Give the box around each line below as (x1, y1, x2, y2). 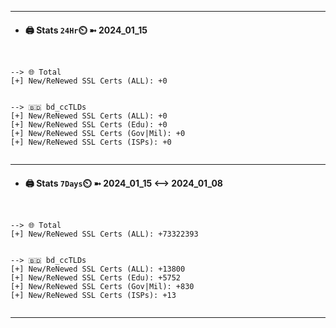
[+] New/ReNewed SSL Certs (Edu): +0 (10, 120, 168, 130)
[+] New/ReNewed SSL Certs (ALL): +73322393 (10, 229, 199, 240)
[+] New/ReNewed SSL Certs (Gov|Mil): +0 (10, 129, 186, 139)
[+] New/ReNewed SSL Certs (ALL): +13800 (10, 264, 186, 275)
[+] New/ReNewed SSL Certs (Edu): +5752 (10, 273, 182, 283)
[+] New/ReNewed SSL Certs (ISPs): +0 (10, 137, 172, 148)
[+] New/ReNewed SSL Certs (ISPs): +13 (10, 291, 177, 301)
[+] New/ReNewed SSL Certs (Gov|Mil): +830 (10, 282, 195, 292)
